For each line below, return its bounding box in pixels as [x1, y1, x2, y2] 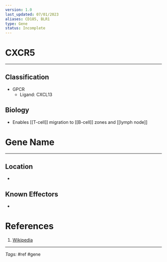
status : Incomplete [5, 26, 46, 31]
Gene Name [5, 136, 55, 148]
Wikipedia [12, 237, 33, 243]
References [5, 221, 54, 232]
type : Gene [5, 21, 28, 26]
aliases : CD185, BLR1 [5, 16, 50, 21]
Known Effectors [5, 190, 59, 198]
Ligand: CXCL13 [19, 91, 53, 97]
